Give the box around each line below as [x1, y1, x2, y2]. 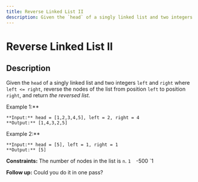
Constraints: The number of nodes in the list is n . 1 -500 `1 [6, 157, 153, 164]
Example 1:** [6, 103, 40, 110]
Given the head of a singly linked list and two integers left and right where [6, 79, 190, 86]
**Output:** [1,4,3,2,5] [6, 120, 68, 126]
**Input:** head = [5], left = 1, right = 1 [6, 142, 118, 148]
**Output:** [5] [6, 146, 46, 153]
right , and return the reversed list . [6, 91, 90, 98]
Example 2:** [6, 130, 40, 137]
